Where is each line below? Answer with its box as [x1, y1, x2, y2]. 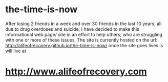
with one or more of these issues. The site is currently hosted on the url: [5, 37, 158, 43]
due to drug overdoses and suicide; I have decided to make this [5, 26, 139, 32]
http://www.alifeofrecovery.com [5, 66, 147, 77]
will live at [5, 48, 27, 54]
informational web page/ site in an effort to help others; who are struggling [5, 31, 163, 37]
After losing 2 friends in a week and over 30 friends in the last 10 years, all [5, 20, 162, 27]
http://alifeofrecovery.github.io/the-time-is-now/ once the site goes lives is [5, 42, 163, 48]
